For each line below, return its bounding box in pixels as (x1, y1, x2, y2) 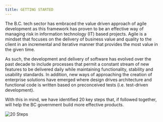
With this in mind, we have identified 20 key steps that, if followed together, (5, 96, 157, 102)
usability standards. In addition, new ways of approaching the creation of (5, 71, 153, 77)
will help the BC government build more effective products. (5, 102, 124, 107)
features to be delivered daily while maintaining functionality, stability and (5, 66, 153, 72)
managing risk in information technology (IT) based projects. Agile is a (5, 31, 147, 37)
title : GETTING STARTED (5, 7, 54, 12)
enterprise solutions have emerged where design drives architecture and (5, 77, 152, 82)
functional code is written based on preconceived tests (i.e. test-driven (5, 81, 148, 88)
